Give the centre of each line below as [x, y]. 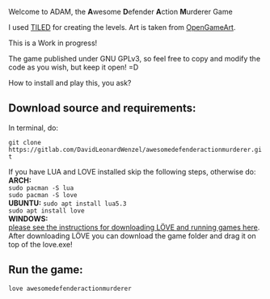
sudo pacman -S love [43, 195]
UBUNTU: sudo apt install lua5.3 [67, 203]
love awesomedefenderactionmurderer [70, 288]
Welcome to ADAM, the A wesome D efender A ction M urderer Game [120, 12]
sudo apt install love [46, 211]
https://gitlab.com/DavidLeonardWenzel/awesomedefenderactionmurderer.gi [135, 149]
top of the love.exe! [40, 244]
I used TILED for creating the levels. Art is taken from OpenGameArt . [122, 27]
